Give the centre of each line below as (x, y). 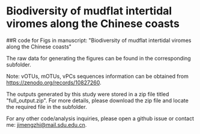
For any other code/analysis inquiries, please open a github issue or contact (100, 118)
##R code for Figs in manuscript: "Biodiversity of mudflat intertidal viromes (99, 40)
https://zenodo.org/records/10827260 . (54, 83)
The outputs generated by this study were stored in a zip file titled (88, 94)
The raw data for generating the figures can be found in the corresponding (98, 58)
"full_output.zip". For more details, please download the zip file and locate (98, 100)
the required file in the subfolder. (47, 106)
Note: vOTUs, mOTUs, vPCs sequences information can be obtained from (98, 76)
